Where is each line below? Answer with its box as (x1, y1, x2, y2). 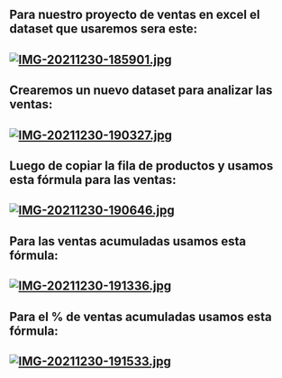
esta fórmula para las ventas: (9, 171, 177, 188)
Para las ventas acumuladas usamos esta (9, 234, 247, 249)
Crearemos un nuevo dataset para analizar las (9, 83, 273, 98)
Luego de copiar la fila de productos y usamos (9, 158, 274, 173)
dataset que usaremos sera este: (9, 22, 198, 37)
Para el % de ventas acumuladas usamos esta (9, 309, 272, 324)
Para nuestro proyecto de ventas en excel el (9, 7, 260, 23)
